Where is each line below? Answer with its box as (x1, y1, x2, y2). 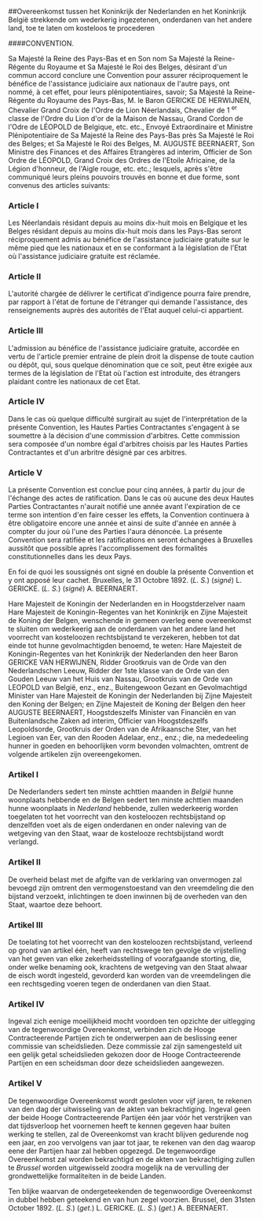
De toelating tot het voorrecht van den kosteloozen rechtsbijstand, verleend (8, 938, 253, 947)
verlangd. (8, 837, 39, 846)
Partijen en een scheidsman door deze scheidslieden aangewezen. (8, 1058, 225, 1068)
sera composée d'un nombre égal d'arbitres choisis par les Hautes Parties (8, 439, 249, 448)
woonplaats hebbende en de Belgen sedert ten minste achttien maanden (8, 795, 243, 805)
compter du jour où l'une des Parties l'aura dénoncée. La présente (8, 527, 223, 536)
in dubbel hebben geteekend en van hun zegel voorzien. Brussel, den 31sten (8, 1195, 256, 1204)
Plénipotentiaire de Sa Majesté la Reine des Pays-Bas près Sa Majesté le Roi (8, 130, 254, 140)
